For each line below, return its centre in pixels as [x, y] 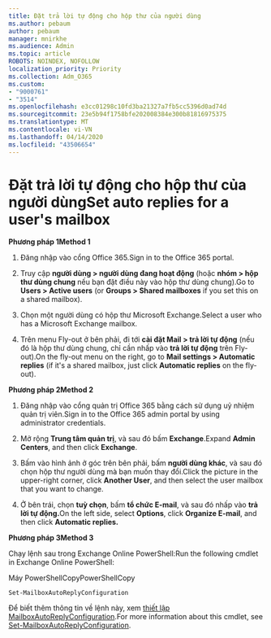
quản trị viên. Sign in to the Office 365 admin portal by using [120, 414]
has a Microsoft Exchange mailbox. [79, 324]
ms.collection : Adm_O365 [50, 76]
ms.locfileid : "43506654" [52, 144]
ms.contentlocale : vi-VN [50, 129]
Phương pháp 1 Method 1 [49, 242]
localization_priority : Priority [65, 69]
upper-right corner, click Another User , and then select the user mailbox [142, 480]
